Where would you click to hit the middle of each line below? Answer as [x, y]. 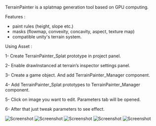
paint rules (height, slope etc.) [43, 26]
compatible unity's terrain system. [47, 37]
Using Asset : [19, 46]
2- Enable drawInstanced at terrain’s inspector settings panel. [68, 65]
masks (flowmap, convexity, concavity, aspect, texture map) [73, 31]
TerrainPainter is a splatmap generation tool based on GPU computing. [77, 7]
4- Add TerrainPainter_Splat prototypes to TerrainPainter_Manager [73, 84]
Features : [15, 17]
